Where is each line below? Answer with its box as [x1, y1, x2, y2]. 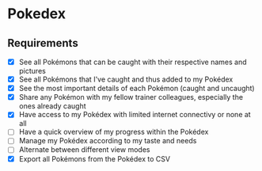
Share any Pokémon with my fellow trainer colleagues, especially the [18, 93, 243, 102]
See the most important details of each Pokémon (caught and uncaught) [18, 84, 255, 93]
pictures [18, 66, 47, 76]
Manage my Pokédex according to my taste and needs [18, 136, 197, 146]
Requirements [7, 36, 78, 50]
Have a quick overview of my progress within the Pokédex [18, 127, 209, 137]
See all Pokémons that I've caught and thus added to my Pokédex [18, 74, 234, 84]
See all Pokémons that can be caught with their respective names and [18, 57, 247, 66]
